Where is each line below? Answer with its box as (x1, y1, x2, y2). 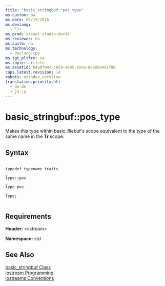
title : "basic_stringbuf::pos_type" (5, 7, 84, 13)
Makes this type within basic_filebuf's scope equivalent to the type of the (5, 128, 160, 134)
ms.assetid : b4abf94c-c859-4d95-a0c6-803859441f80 (5, 65, 116, 70)
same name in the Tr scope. (5, 133, 65, 139)
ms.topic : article (5, 60, 45, 65)
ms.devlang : (5, 22, 31, 27)
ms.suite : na (5, 41, 33, 46)
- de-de (10, 84, 27, 89)
